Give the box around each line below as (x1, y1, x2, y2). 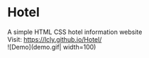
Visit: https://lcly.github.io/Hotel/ (7, 35, 102, 43)
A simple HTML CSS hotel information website (7, 28, 143, 36)
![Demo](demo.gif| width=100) (7, 42, 96, 51)
